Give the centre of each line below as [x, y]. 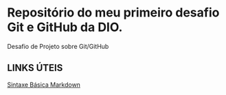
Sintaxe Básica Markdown [44, 85]
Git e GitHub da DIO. [65, 27]
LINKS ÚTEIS [35, 68]
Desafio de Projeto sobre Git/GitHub [58, 46]
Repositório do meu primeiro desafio [113, 13]
